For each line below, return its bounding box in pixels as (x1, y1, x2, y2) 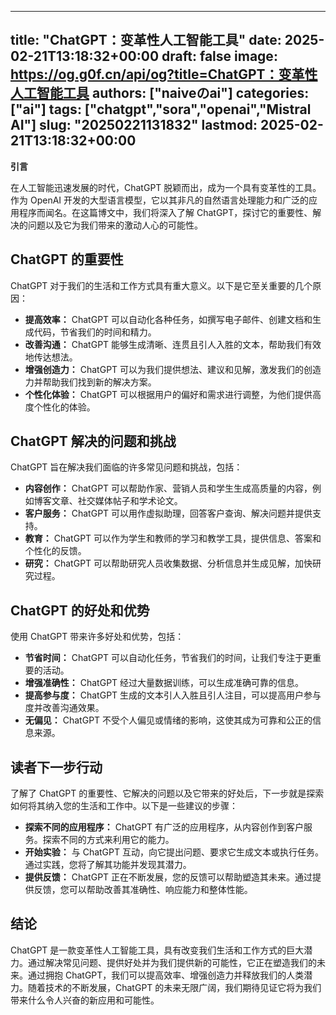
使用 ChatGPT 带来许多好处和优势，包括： (10, 631, 185, 643)
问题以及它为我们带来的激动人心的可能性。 (27, 219, 203, 231)
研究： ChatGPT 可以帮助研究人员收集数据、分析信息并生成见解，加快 (24, 557, 313, 570)
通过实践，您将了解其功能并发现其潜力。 (24, 859, 192, 871)
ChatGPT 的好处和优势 (10, 602, 150, 619)
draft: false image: (161, 48, 278, 65)
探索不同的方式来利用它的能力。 (42, 834, 175, 846)
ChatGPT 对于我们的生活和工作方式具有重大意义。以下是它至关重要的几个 (10, 279, 313, 291)
